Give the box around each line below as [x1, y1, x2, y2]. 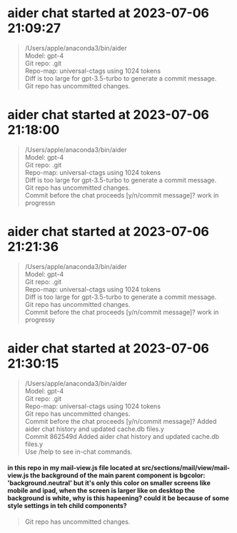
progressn [24, 198, 56, 207]
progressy [24, 315, 56, 324]
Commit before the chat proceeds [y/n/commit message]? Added [24, 417, 217, 425]
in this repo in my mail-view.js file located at [7, 464, 141, 472]
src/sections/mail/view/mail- [141, 464, 231, 472]
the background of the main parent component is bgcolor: [29, 471, 206, 479]
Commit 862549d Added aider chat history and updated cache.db [24, 432, 220, 440]
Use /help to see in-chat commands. [24, 447, 133, 456]
